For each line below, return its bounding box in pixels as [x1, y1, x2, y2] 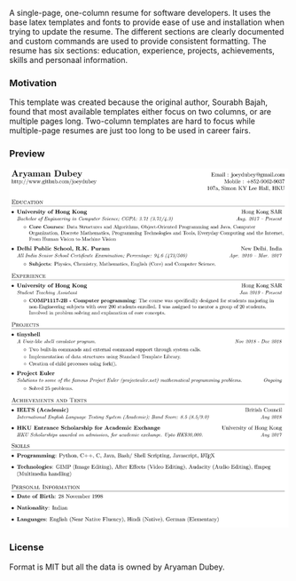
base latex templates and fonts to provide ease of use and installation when [9, 17, 285, 28]
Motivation [9, 76, 58, 89]
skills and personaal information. [9, 55, 129, 65]
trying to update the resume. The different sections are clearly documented [9, 27, 284, 36]
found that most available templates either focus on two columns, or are [9, 107, 272, 117]
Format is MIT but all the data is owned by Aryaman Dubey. [9, 561, 225, 572]
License [9, 541, 44, 553]
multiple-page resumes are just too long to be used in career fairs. [9, 125, 251, 136]
